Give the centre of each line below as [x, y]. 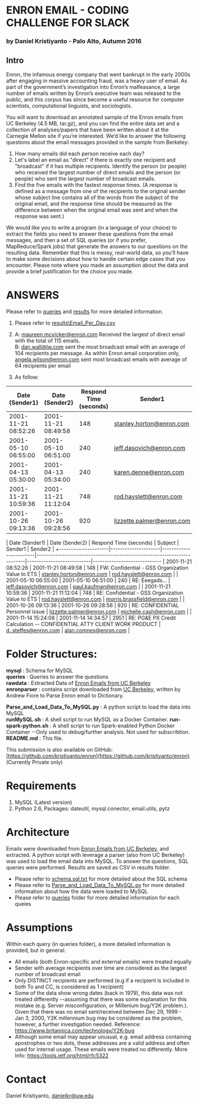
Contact [26, 1079]
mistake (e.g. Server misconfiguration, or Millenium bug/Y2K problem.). [101, 1005]
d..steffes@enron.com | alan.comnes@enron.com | [68, 630]
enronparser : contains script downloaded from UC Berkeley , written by [93, 689]
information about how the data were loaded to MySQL [81, 891]
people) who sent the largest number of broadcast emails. [85, 178]
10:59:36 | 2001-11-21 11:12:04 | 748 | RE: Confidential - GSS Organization [95, 593]
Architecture [38, 832]
